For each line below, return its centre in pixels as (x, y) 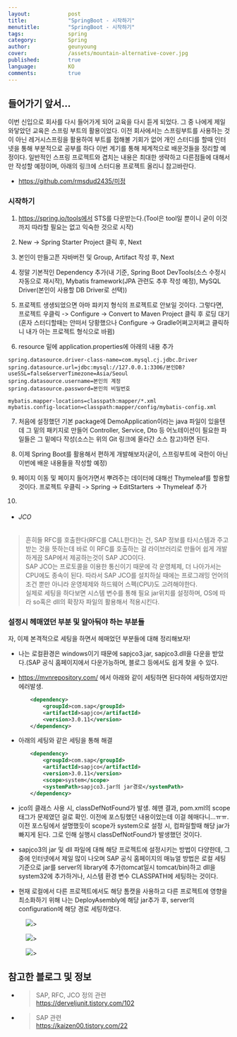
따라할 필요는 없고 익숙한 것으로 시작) (83, 227)
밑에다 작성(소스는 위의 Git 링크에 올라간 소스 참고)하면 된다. (127, 439)
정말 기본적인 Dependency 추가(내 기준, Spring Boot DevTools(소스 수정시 (122, 272)
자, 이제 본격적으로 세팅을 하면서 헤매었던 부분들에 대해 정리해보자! (99, 638)
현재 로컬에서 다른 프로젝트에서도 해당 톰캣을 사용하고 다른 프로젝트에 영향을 (123, 891)
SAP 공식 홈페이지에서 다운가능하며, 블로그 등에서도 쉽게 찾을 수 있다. (123, 663)
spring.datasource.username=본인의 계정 (65, 381)
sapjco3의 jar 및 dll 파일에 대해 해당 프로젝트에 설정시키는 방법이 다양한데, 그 (124, 849)
